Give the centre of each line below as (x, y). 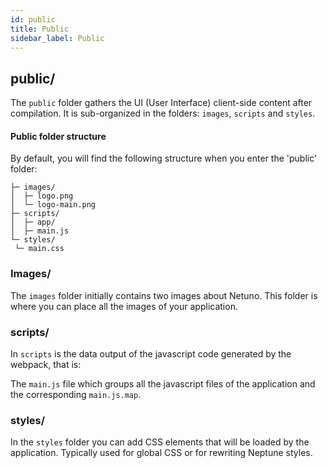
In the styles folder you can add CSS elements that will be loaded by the (160, 442)
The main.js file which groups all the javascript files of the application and (163, 383)
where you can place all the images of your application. (124, 306)
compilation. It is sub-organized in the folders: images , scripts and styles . (163, 113)
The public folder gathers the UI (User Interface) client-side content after (161, 103)
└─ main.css (39, 249)
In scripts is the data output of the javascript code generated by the (151, 353)
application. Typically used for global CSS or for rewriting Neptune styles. (161, 453)
